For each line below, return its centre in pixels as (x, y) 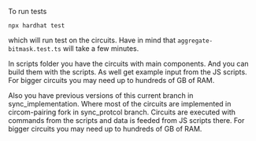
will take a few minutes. (101, 49)
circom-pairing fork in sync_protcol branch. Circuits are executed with (122, 112)
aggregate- (195, 41)
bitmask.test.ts (35, 49)
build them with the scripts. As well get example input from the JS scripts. (128, 72)
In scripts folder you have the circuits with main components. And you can (129, 63)
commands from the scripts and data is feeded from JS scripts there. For (126, 120)
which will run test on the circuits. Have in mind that (92, 40)
